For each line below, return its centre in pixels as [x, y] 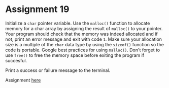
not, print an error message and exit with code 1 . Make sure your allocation [84, 39]
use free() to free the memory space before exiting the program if [75, 55]
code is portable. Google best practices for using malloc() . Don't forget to [83, 50]
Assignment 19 [37, 9]
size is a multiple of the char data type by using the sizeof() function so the [84, 44]
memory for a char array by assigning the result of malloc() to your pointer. [84, 28]
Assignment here [23, 80]
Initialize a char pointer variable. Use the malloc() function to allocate [78, 23]
